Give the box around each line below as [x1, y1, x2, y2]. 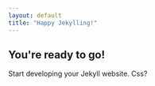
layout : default [8, 11, 62, 20]
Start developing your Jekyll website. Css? [8, 69, 148, 79]
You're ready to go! [8, 48, 106, 62]
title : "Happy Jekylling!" [8, 19, 98, 27]
